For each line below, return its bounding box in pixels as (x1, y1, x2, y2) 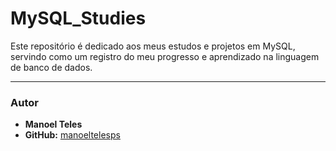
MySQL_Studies (10, 7, 147, 30)
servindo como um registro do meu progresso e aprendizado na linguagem (10, 50, 320, 62)
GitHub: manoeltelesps (24, 129, 121, 141)
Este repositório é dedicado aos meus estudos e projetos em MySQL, (10, 40, 296, 52)
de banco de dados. (10, 61, 93, 73)
